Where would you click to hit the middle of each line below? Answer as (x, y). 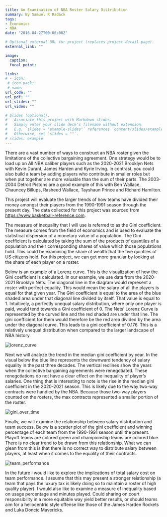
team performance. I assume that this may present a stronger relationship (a (83, 478)
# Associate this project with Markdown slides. (59, 120)
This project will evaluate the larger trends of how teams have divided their (82, 199)
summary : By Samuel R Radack (35, 14)
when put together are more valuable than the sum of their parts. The (76, 179)
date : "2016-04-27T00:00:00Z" (37, 33)
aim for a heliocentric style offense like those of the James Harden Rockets (82, 505)
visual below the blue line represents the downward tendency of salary (78, 360)
